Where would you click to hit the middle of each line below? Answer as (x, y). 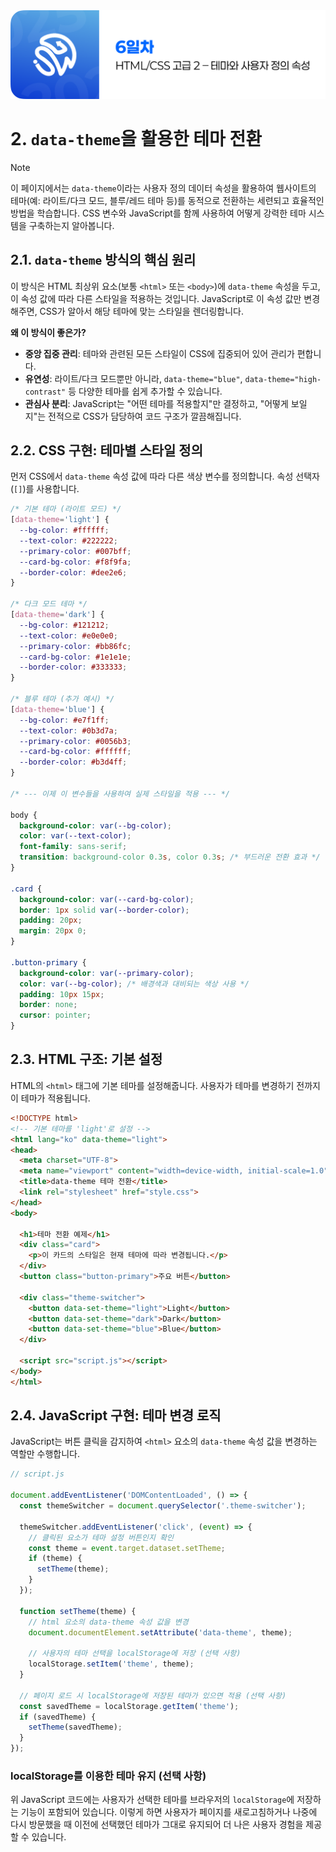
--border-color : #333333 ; (73, 667)
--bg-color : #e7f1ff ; (64, 720)
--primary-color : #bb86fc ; (75, 646)
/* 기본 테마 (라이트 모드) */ (66, 509)
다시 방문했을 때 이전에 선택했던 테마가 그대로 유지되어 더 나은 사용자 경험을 (157, 1825)
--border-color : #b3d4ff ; (73, 762)
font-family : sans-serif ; (73, 847)
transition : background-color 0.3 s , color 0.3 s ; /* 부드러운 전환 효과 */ (170, 857)
